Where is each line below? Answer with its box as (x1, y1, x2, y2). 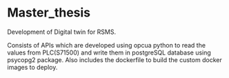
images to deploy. (7, 63, 58, 71)
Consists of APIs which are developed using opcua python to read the (7, 41, 206, 49)
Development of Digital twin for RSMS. (7, 28, 117, 36)
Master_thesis (7, 5, 91, 21)
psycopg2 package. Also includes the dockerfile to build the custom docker (7, 55, 222, 64)
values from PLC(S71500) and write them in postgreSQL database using (7, 48, 212, 57)
